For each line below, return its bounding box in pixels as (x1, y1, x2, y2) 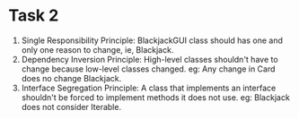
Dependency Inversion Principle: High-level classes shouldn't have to (21, 54, 279, 64)
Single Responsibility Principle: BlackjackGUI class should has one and (21, 35, 284, 46)
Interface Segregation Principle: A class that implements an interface (21, 82, 277, 93)
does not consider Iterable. (21, 101, 122, 112)
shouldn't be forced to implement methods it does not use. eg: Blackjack (21, 91, 291, 103)
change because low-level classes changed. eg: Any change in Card (21, 64, 276, 74)
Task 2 (8, 5, 59, 26)
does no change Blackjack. (21, 72, 122, 83)
